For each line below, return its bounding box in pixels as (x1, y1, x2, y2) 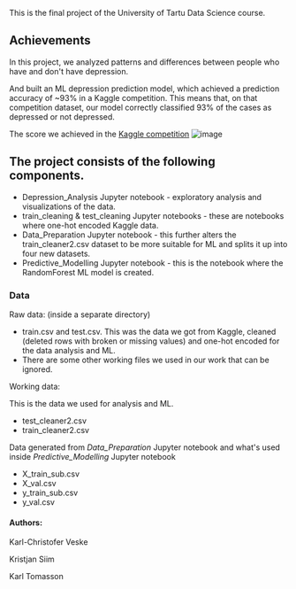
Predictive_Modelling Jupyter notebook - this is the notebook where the (21, 257, 284, 268)
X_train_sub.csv (21, 469, 80, 479)
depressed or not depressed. (9, 111, 115, 122)
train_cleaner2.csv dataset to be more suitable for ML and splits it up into (21, 238, 288, 249)
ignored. (21, 363, 53, 375)
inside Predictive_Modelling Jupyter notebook (9, 451, 177, 461)
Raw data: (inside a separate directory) (9, 309, 151, 320)
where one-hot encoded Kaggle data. (21, 220, 159, 230)
